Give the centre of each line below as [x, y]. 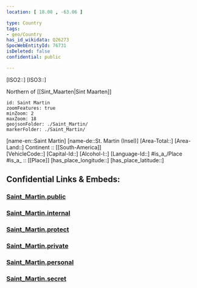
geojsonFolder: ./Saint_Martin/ [47, 124]
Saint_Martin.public [36, 197]
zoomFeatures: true [31, 108]
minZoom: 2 [20, 113]
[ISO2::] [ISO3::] [26, 79]
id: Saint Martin [28, 103]
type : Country [24, 23]
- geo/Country [24, 34]
